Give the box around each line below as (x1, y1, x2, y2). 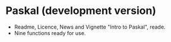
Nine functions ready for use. (14, 29, 86, 36)
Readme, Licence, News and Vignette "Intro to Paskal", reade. (14, 23, 166, 30)
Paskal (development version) (5, 4, 157, 17)
